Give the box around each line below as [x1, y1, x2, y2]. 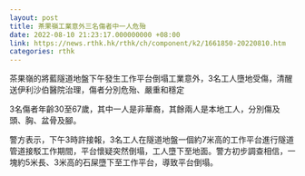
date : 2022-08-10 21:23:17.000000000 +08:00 [9, 30, 181, 39]
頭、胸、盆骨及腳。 [9, 115, 82, 126]
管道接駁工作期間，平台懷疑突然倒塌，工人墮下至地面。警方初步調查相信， [9, 146, 288, 157]
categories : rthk [9, 47, 75, 56]
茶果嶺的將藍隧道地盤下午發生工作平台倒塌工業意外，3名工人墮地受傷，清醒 [9, 73, 293, 84]
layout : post [9, 13, 59, 23]
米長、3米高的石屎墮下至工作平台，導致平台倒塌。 [30, 157, 218, 168]
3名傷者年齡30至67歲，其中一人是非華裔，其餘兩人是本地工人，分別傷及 [9, 103, 280, 114]
